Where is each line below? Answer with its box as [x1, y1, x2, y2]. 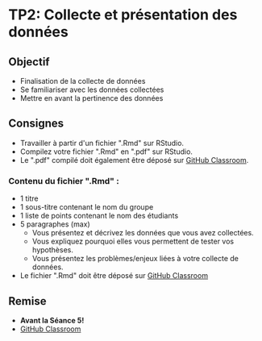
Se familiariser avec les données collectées [19, 85, 164, 94]
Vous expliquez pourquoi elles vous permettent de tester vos [31, 236, 235, 247]
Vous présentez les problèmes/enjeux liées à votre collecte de [31, 254, 239, 264]
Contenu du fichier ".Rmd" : [8, 175, 119, 186]
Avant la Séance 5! [19, 315, 85, 325]
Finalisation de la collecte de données [19, 77, 146, 85]
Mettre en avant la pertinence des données [19, 94, 164, 102]
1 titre [19, 193, 39, 203]
